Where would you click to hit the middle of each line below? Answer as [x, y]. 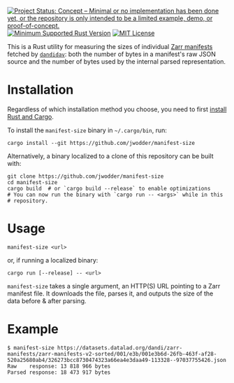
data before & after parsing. [47, 300]
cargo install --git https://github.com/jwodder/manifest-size [101, 143]
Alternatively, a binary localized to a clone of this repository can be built [111, 156]
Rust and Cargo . [30, 116]
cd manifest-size [32, 182]
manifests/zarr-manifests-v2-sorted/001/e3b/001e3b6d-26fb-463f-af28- [112, 354]
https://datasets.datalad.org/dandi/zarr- [120, 348]
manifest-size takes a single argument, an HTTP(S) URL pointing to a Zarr [114, 286]
